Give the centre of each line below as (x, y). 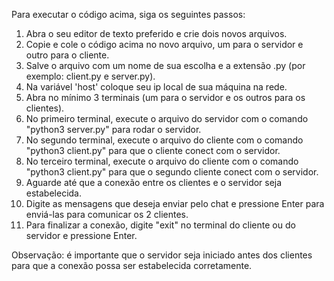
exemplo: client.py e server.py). (90, 76)
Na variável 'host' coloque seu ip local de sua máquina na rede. (156, 87)
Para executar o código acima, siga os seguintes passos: (128, 14)
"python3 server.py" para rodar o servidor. (113, 129)
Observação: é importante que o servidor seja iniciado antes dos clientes (162, 255)
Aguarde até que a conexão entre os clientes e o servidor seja (154, 182)
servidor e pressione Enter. (81, 235)
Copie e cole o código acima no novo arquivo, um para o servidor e (164, 44)
